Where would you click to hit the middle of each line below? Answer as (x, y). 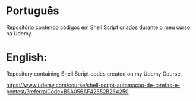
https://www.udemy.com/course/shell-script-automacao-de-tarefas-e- (93, 85)
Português (33, 11)
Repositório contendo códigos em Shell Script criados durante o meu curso (98, 27)
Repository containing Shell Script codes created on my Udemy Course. (94, 74)
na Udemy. (19, 33)
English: (27, 58)
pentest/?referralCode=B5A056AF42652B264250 (67, 91)
